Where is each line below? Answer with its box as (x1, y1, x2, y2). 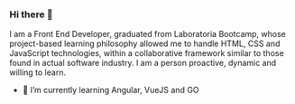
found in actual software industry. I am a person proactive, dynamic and (9, 58, 277, 69)
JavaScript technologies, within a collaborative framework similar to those (9, 48, 284, 59)
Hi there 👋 (9, 8, 54, 21)
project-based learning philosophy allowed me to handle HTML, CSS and (9, 38, 281, 49)
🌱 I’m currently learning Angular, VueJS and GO (22, 85, 200, 96)
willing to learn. (9, 67, 66, 78)
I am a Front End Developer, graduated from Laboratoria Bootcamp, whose (9, 29, 287, 40)
